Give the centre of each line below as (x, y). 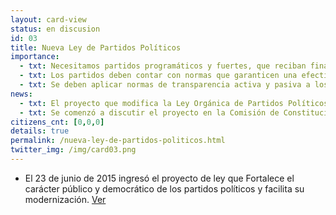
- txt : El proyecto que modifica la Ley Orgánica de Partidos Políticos (174, 103)
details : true (40, 131)
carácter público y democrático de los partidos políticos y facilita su (164, 188)
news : (21, 94)
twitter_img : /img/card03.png (73, 150)
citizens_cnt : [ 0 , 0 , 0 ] (57, 122)
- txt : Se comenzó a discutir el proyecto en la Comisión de (149, 112)
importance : (35, 57)
